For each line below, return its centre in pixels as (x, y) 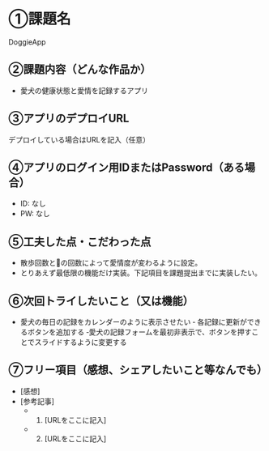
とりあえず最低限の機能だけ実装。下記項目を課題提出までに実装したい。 (141, 273)
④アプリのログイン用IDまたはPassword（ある (127, 167)
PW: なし (35, 214)
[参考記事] (37, 401)
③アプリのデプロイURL (69, 119)
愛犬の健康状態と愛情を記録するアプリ (84, 90)
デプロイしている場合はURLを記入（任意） (79, 139)
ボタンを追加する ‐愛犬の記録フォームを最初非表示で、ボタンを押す (139, 332)
